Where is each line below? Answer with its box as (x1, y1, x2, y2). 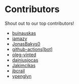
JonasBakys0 (12, 40, 41, 47)
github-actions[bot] (12, 46, 53, 52)
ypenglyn (12, 73, 32, 79)
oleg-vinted (12, 52, 36, 58)
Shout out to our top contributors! (5, 20, 74, 26)
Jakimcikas (12, 62, 36, 68)
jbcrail (12, 67, 25, 74)
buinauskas (12, 30, 36, 36)
